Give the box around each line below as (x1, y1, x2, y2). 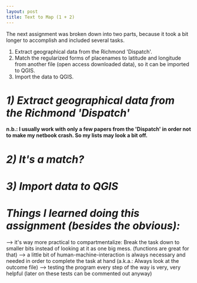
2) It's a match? (6, 153, 84, 166)
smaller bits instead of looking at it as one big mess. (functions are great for (6, 245, 189, 252)
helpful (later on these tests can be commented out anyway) (6, 269, 152, 277)
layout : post (6, 8, 38, 15)
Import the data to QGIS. (14, 73, 74, 80)
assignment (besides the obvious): (6, 219, 181, 232)
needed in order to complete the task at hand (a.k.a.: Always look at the (6, 257, 179, 264)
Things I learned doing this (6, 207, 140, 220)
